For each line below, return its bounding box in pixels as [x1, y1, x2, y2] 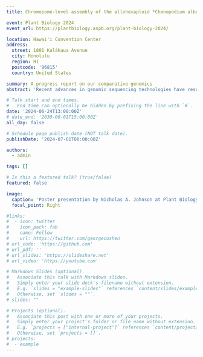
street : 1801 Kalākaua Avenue [11, 48, 88, 54]
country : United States [11, 70, 71, 76]
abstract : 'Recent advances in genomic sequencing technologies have [6, 86, 185, 92]
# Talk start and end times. [6, 97, 80, 103]
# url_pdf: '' [6, 247, 42, 253]
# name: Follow [6, 230, 53, 236]
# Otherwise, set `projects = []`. [6, 330, 101, 336]
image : [6, 191, 23, 197]
